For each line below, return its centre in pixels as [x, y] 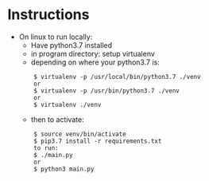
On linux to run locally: [56, 37]
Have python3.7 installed [72, 45]
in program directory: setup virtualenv [93, 53]
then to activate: [57, 119]
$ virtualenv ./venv [68, 104]
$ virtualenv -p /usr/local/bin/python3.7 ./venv [117, 77]
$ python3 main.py [64, 169]
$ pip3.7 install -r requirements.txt [98, 141]
